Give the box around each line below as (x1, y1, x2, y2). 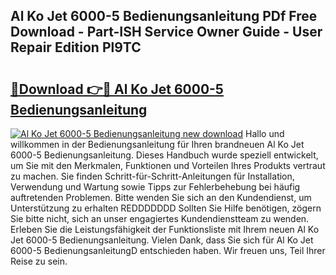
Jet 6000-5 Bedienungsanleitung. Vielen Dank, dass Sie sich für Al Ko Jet (10, 234, 314, 246)
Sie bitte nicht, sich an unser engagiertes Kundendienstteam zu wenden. (10, 213, 310, 224)
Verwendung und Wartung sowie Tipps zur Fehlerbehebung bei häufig (10, 181, 301, 193)
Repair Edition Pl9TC (10, 39, 142, 56)
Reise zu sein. (10, 255, 68, 267)
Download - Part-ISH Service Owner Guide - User (10, 24, 323, 41)
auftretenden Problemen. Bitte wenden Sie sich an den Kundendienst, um (10, 192, 312, 203)
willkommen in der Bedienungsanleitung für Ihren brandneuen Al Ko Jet (10, 139, 305, 150)
